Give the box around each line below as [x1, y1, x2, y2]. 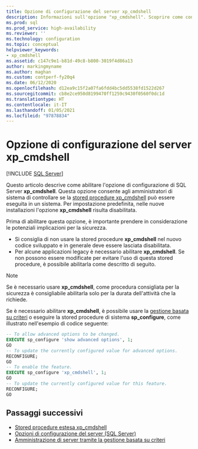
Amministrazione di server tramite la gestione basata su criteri [14, 436, 166, 443]
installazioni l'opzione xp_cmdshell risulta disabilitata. [6, 207, 137, 214]
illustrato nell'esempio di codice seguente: [6, 320, 109, 327]
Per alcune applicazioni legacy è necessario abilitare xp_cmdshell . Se [14, 248, 185, 255]
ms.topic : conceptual [6, 42, 60, 48]
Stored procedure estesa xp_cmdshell [14, 424, 107, 431]
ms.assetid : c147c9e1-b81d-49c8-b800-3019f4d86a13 [6, 58, 133, 64]
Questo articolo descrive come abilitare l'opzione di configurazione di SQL [6, 181, 187, 189]
